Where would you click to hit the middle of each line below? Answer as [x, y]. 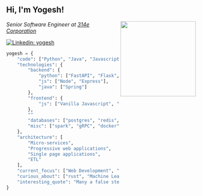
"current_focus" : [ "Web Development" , [66, 171]
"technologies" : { [40, 65]
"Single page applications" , [64, 154]
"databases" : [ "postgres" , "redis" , [74, 121]
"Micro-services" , [51, 143]
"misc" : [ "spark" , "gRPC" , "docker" [74, 126]
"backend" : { [44, 70]
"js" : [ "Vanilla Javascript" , [76, 104]
